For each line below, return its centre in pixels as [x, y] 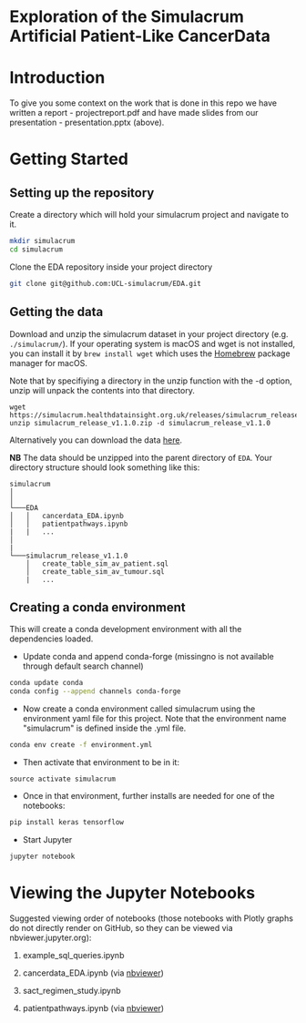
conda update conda [46, 683]
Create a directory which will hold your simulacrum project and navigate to [149, 215]
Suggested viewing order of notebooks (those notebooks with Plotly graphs [152, 918]
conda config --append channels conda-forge [95, 691]
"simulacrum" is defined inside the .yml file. [104, 728]
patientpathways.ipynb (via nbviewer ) [93, 1008]
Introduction [57, 78]
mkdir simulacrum [42, 241]
